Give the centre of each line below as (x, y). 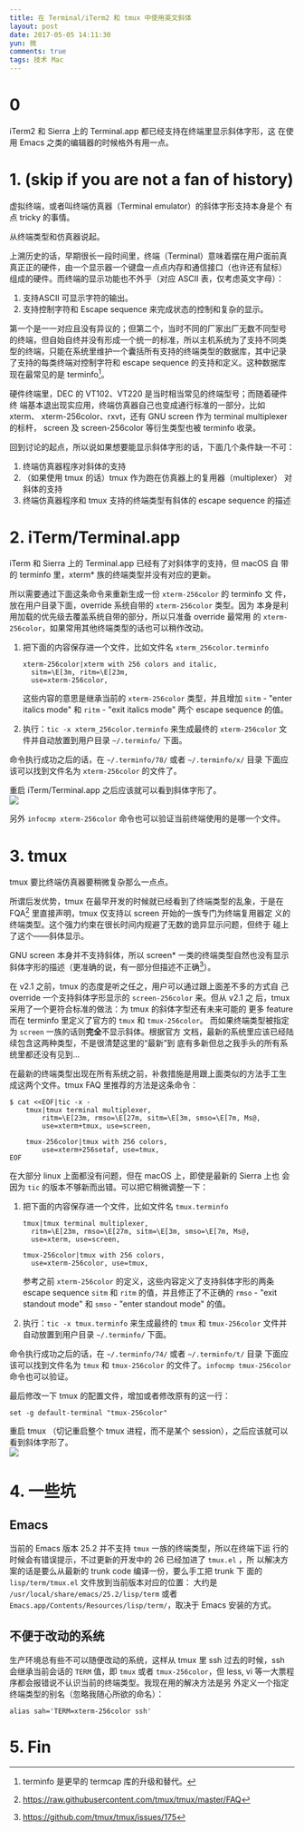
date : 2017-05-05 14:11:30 (60, 34)
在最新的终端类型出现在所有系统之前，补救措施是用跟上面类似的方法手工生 (148, 1073)
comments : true (38, 52)
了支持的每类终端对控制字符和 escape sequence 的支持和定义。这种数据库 (148, 362)
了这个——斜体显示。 (49, 936)
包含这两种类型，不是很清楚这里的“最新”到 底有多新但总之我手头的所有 (148, 1043)
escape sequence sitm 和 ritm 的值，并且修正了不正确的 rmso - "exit (150, 1292)
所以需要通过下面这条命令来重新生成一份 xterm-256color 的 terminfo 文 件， (150, 594)
